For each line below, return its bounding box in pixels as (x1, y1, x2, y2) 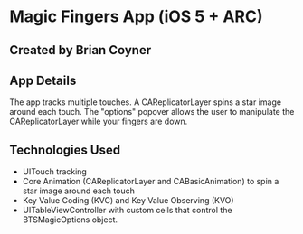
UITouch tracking (22, 166, 88, 177)
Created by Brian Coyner (9, 42, 152, 58)
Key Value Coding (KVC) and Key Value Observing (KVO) (22, 195, 234, 206)
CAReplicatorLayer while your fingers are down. (9, 116, 188, 127)
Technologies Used (9, 142, 120, 157)
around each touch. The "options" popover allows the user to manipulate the (9, 107, 295, 117)
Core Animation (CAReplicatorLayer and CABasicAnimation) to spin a (22, 176, 279, 187)
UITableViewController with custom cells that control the (22, 205, 232, 216)
